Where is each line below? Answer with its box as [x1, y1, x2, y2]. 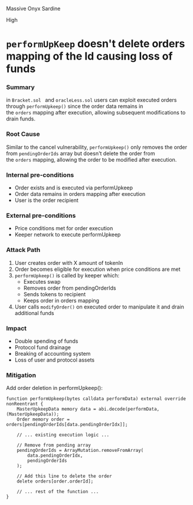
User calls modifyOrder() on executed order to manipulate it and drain [14, 303, 184, 310]
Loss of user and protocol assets [14, 356, 95, 363]
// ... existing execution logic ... [17, 432, 110, 438]
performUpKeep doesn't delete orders [6, 37, 185, 51]
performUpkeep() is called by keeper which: [14, 271, 120, 279]
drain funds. [6, 115, 36, 123]
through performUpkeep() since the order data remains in [6, 103, 143, 110]
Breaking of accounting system [14, 350, 91, 357]
